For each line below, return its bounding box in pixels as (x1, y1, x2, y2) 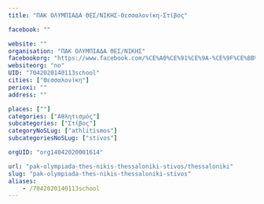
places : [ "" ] (8, 105, 51, 113)
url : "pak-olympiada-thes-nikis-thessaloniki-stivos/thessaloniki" (8, 162, 234, 170)
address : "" (8, 91, 47, 99)
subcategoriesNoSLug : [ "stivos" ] (8, 134, 118, 142)
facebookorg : (8, 54, 51, 63)
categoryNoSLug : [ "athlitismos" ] (8, 127, 118, 135)
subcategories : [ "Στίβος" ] (8, 119, 97, 128)
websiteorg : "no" (8, 62, 65, 70)
